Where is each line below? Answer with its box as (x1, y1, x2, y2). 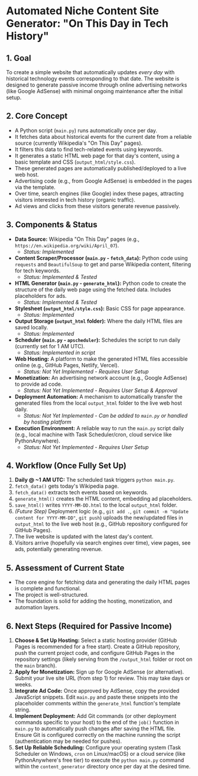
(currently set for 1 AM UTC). (14, 342, 85, 349)
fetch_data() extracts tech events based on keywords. (14, 489, 149, 496)
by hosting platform (23, 418, 72, 425)
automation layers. (14, 604, 60, 611)
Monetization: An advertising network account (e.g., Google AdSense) (14, 374, 187, 381)
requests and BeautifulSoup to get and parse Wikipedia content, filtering (14, 260, 191, 268)
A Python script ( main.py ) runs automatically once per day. (14, 126, 158, 134)
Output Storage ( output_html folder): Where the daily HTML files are (14, 317, 183, 325)
